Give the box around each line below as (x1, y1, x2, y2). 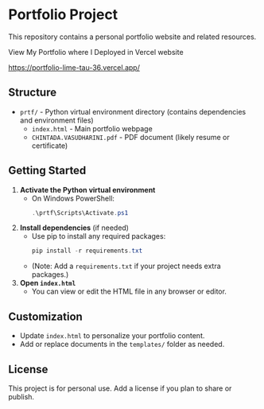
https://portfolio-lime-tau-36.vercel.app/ (8, 62, 141, 72)
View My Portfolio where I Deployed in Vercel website (8, 47, 184, 56)
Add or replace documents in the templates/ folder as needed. (19, 340, 225, 349)
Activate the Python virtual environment (19, 185, 156, 194)
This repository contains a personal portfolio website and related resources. (8, 32, 257, 41)
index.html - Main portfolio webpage (31, 123, 153, 133)
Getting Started (8, 164, 87, 177)
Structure (8, 86, 57, 99)
